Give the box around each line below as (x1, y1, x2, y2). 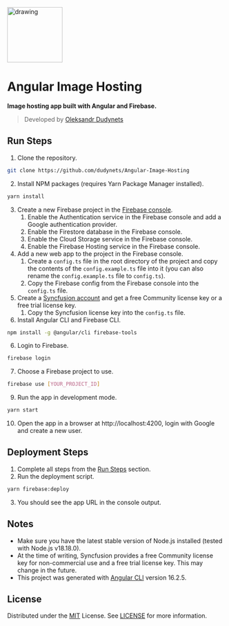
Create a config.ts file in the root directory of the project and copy (27, 257, 218, 265)
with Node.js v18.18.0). (17, 544, 81, 552)
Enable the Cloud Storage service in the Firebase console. (27, 234, 193, 243)
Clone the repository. (17, 154, 77, 162)
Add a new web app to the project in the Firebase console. (17, 249, 184, 258)
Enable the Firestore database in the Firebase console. (27, 228, 183, 236)
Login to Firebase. (17, 342, 69, 350)
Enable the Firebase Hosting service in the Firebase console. (27, 242, 200, 250)
